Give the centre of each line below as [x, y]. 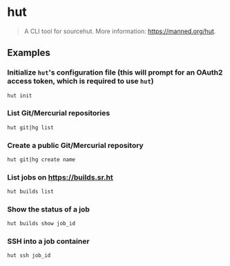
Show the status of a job [48, 209]
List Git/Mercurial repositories [59, 113]
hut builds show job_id [41, 224]
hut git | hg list [30, 127]
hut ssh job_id [29, 256]
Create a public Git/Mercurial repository [75, 145]
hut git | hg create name [41, 160]
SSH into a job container [48, 241]
